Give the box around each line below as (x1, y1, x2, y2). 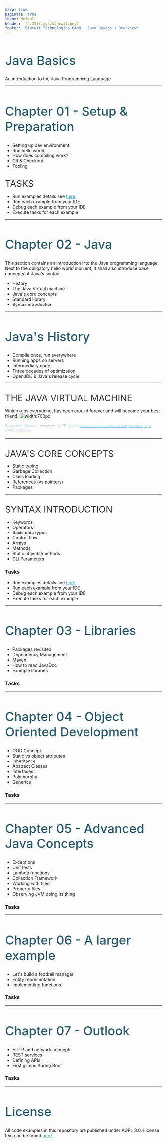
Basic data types (12, 530, 47, 535)
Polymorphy (12, 773, 38, 780)
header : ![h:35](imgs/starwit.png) (5, 21, 79, 26)
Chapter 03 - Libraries (5, 622, 136, 638)
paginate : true (5, 12, 37, 17)
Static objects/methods (12, 550, 61, 556)
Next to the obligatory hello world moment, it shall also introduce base (5, 265, 149, 271)
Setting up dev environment (12, 142, 70, 148)
